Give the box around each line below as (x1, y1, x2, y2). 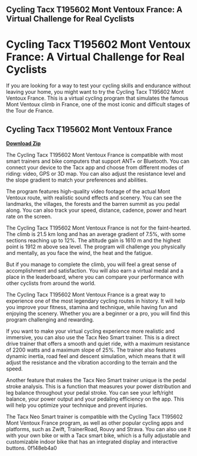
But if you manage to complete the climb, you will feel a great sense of (6, 261, 177, 268)
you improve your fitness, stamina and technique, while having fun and (6, 304, 178, 311)
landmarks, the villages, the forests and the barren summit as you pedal (6, 201, 180, 208)
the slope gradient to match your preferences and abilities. (6, 176, 148, 183)
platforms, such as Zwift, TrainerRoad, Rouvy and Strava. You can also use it (6, 426, 191, 433)
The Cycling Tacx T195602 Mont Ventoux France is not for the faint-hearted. (6, 224, 191, 232)
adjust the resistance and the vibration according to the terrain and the (6, 359, 178, 366)
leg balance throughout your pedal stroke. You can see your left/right (6, 389, 173, 396)
